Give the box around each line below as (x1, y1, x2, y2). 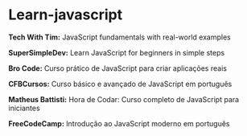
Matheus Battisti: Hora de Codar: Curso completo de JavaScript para (8, 94, 240, 104)
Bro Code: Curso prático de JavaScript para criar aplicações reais (8, 63, 228, 73)
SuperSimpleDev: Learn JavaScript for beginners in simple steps (8, 47, 225, 57)
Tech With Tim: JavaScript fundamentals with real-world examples (8, 32, 231, 42)
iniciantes (8, 103, 40, 113)
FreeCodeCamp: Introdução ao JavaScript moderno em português (8, 118, 230, 128)
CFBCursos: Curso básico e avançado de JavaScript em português (8, 79, 233, 89)
